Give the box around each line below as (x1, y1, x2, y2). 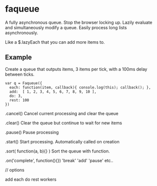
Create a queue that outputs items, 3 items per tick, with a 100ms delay (5, 66, 147, 72)
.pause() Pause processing (5, 129, 59, 135)
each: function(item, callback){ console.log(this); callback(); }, (9, 85, 151, 90)
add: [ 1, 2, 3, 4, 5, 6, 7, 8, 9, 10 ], (9, 89, 97, 94)
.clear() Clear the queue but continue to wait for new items (5, 120, 122, 126)
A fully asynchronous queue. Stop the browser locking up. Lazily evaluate (5, 19, 153, 25)
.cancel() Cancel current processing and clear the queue (5, 110, 119, 116)
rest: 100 (9, 98, 29, 102)
